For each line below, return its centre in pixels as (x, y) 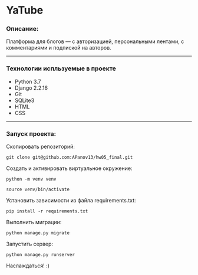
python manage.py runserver (41, 255)
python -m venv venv (32, 179)
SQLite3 (24, 100)
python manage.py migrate (38, 233)
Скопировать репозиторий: (41, 147)
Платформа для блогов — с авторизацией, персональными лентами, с (95, 41)
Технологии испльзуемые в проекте (61, 68)
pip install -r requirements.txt (47, 211)
